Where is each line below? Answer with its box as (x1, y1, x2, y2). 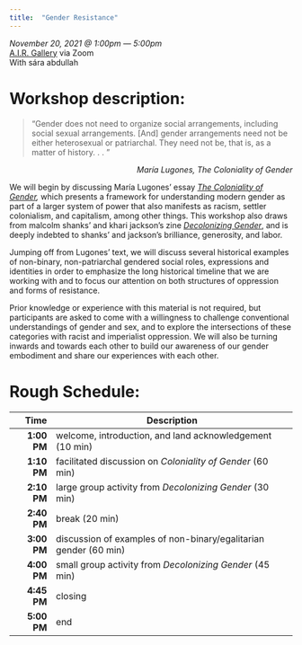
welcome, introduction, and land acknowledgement (55, 429, 272, 441)
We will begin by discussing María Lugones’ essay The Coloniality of (9, 181, 263, 192)
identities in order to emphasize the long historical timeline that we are (9, 266, 270, 277)
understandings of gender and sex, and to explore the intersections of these (9, 321, 292, 332)
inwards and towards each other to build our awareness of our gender (9, 340, 270, 351)
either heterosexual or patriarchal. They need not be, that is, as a (31, 137, 271, 148)
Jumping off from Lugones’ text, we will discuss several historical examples (9, 246, 289, 257)
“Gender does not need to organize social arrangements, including (31, 118, 279, 128)
